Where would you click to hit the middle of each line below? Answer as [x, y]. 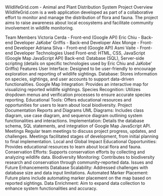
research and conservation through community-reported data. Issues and [79, 162]
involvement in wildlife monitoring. [40, 28]
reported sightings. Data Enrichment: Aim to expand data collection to [75, 183]
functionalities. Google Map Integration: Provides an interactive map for [77, 84]
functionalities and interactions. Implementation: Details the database [75, 121]
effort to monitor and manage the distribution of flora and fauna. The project [81, 17]
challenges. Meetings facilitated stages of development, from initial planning [82, 136]
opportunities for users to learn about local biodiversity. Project [69, 105]
